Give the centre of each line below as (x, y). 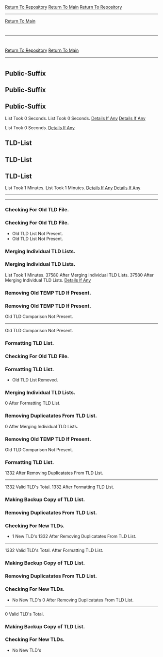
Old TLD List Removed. (35, 380)
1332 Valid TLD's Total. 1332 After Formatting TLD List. (60, 487)
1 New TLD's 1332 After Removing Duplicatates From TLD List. (74, 537)
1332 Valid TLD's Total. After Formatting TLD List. (54, 550)
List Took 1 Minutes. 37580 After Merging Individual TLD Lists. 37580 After (79, 275)
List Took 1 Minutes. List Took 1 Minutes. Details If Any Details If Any (73, 188)
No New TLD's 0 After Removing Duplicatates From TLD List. (73, 600)
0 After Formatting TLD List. (33, 403)
